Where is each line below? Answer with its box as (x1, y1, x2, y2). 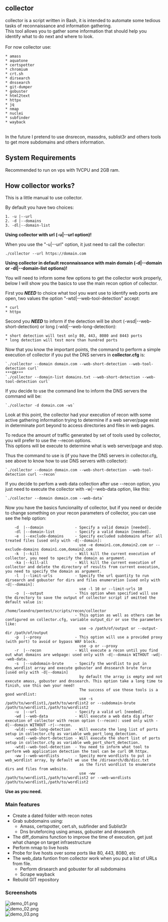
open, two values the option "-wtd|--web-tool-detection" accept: (5, 296, 140, 302)
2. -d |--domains (5, 218, 42, 224)
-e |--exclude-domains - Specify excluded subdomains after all (14, 534, 163, 539)
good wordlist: (5, 692, 37, 697)
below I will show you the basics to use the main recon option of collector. (5, 281, 158, 287)
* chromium (5, 67, 28, 72)
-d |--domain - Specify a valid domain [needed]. (14, 525, 151, 530)
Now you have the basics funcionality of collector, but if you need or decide (5, 504, 162, 511)
